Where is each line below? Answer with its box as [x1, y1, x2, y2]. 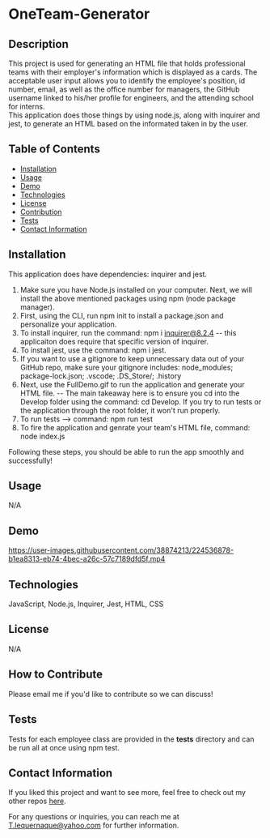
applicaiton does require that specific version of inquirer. [19, 336, 209, 346]
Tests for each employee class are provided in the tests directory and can [8, 734, 255, 744]
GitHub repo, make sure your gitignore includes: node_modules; [19, 362, 234, 372]
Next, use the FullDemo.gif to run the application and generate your [19, 379, 245, 389]
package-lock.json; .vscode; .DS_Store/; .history [19, 370, 182, 381]
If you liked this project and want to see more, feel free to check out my [8, 788, 247, 797]
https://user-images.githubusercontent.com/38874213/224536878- [8, 545, 234, 555]
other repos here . [8, 796, 66, 806]
